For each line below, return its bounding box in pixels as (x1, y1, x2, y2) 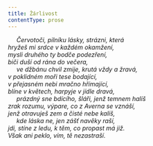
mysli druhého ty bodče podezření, (8, 50, 108, 59)
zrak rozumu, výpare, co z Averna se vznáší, (8, 102, 136, 110)
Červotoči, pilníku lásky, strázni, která (16, 35, 125, 44)
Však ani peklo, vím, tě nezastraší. (8, 131, 106, 139)
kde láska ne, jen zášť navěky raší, (16, 116, 116, 125)
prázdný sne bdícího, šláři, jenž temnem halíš (16, 94, 146, 102)
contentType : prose (8, 17, 64, 24)
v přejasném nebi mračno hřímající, (8, 80, 109, 88)
